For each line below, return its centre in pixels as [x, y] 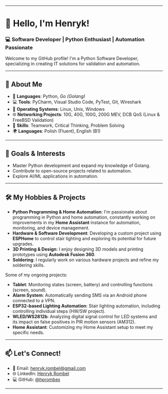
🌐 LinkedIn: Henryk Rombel [41, 373]
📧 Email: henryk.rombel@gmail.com [49, 368]
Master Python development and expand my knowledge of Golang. [81, 165]
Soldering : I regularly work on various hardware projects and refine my [85, 260]
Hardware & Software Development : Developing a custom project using [87, 233]
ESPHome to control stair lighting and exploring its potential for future [84, 238]
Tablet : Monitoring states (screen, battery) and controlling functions [82, 284]
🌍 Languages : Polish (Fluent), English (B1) [56, 131]
